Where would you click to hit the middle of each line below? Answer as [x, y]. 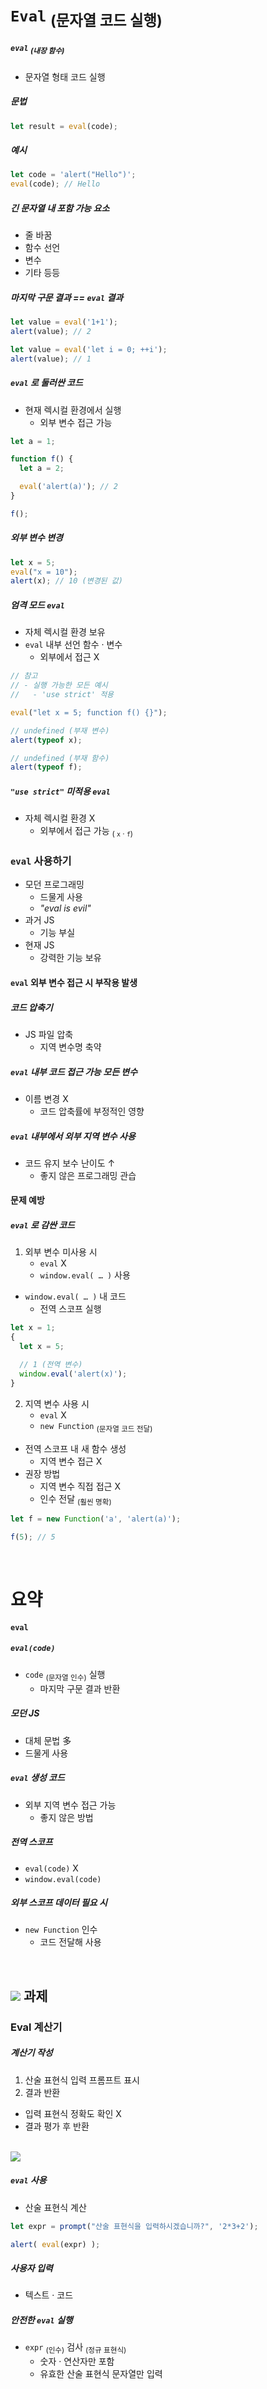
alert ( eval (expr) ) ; [55, 2244]
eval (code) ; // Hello [55, 184]
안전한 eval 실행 [41, 2320]
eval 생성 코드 [37, 1778]
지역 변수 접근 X [71, 1461]
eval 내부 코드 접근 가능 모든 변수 [74, 1071]
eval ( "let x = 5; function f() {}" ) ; [89, 712]
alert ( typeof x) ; [46, 740]
